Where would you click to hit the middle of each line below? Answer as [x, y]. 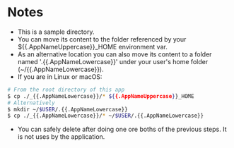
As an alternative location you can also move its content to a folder [115, 54]
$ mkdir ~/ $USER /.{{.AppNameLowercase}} [68, 109]
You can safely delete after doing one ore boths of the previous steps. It [122, 129]
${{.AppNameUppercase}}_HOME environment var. [92, 47]
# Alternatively [31, 103]
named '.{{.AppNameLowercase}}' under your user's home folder [113, 61]
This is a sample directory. [56, 32]
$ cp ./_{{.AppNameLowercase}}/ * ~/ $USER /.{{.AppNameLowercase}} [105, 116]
